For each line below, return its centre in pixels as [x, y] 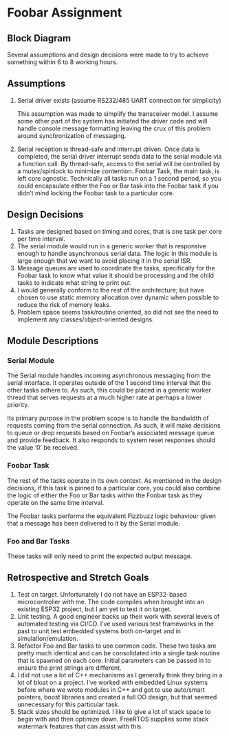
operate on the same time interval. [56, 502]
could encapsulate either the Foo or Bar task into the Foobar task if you [118, 186]
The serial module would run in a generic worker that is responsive [111, 246]
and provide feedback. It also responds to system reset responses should [111, 440]
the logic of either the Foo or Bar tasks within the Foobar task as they [105, 495]
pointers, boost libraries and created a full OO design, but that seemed [117, 697]
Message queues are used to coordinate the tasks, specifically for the [116, 268]
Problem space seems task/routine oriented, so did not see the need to [118, 312]
